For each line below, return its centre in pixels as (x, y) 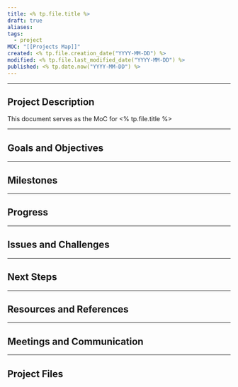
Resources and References (68, 309)
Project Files (35, 374)
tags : (15, 34)
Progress (28, 212)
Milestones (33, 180)
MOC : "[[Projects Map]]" (44, 47)
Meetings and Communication (75, 341)
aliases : (20, 27)
